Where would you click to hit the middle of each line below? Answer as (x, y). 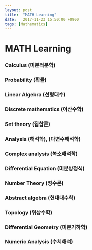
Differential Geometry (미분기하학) (46, 227)
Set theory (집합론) (28, 124)
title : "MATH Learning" (31, 15)
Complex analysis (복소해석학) (42, 154)
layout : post (19, 10)
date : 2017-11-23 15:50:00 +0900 (42, 19)
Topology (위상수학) (29, 212)
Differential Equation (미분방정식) (45, 168)
